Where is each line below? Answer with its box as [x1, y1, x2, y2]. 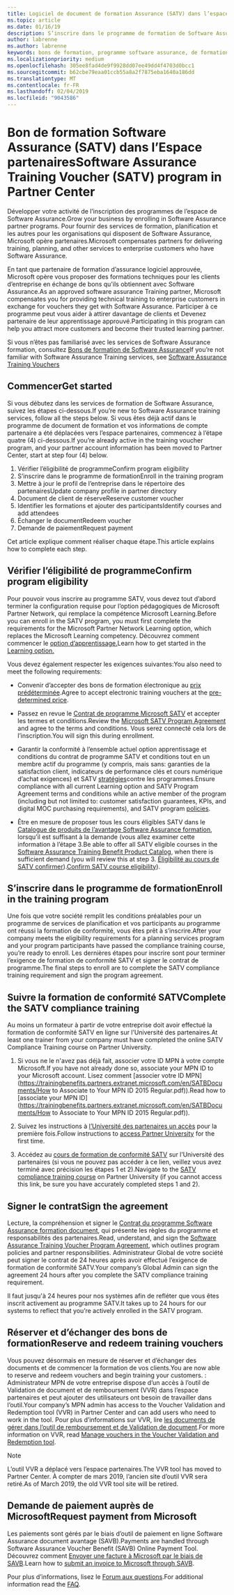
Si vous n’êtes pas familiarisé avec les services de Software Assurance [7, 338, 211, 346]
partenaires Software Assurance [7, 154, 197, 170]
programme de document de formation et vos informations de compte [7, 421, 208, 429]
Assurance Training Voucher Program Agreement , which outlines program [7, 1241, 219, 1249]
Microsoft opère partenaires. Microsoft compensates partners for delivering [7, 237, 223, 245]
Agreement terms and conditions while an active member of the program [17, 789, 226, 798]
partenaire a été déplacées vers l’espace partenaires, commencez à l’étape [7, 429, 223, 437]
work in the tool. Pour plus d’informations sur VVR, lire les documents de [7, 1415, 216, 1424]
